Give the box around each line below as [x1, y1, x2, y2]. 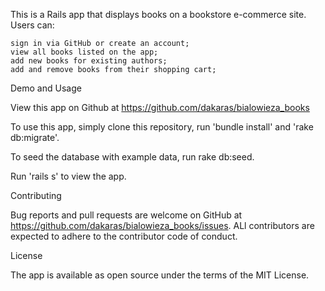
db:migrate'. [10, 132, 60, 143]
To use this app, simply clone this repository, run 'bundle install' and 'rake [10, 121, 314, 133]
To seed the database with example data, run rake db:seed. [10, 151, 255, 163]
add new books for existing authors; [10, 56, 168, 66]
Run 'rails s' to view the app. [10, 170, 127, 182]
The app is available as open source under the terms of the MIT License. [10, 269, 310, 281]
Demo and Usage [10, 82, 82, 94]
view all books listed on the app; [10, 47, 159, 57]
